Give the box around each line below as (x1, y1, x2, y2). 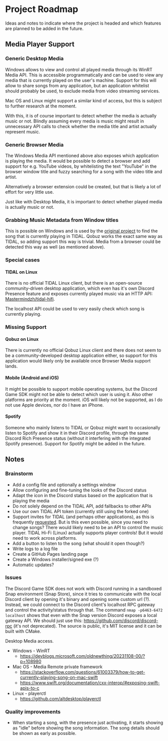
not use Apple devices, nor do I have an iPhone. (5, 402, 104, 408)
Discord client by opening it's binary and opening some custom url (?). (5, 596, 150, 602)
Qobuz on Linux (5, 336, 39, 342)
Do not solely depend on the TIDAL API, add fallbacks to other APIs (12, 503, 151, 509)
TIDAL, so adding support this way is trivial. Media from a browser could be (5, 238, 161, 244)
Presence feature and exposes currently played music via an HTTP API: (5, 291, 153, 297)
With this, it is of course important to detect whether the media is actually (5, 112, 157, 118)
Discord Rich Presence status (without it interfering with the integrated (5, 435, 151, 441)
